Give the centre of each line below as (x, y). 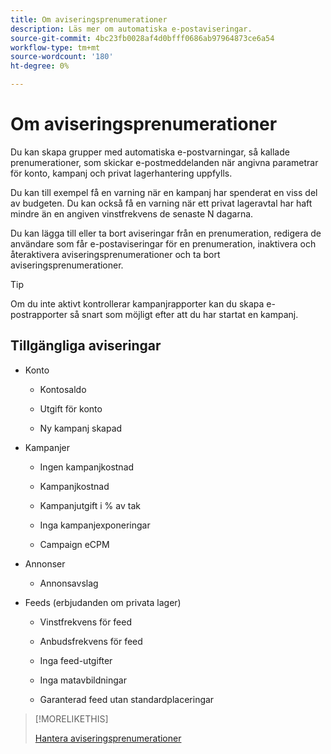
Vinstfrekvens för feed (86, 622)
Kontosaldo (63, 389)
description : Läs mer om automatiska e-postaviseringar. (131, 29)
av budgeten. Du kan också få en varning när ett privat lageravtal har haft (161, 203)
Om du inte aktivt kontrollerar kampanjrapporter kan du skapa (137, 303)
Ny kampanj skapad (81, 428)
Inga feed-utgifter (76, 660)
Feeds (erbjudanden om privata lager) (103, 602)
